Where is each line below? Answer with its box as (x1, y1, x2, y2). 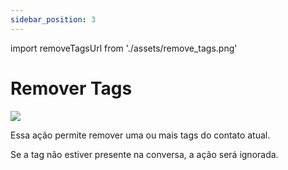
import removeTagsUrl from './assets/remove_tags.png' (10, 42, 238, 54)
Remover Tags (10, 77, 133, 100)
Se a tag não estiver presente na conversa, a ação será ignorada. (10, 148, 279, 160)
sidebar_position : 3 (10, 14, 97, 25)
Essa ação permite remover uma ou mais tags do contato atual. (10, 129, 271, 141)
